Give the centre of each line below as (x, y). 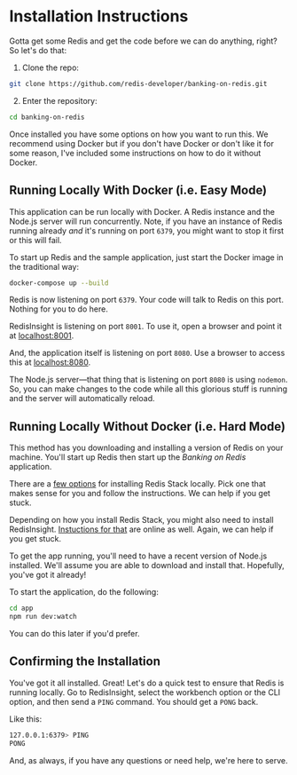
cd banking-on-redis (47, 117)
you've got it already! (48, 575)
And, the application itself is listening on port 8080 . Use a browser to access (147, 353)
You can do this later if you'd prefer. (74, 633)
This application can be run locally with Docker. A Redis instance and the (142, 211)
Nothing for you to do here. (59, 309)
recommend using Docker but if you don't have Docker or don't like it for (142, 143)
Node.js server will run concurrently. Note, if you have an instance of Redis (146, 221)
